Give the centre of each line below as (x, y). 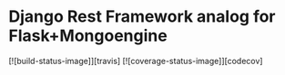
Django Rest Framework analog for (142, 17)
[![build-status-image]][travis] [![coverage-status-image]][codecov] (136, 61)
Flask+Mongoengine (88, 36)
